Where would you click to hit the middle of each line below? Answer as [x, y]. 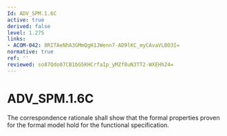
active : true [26, 20]
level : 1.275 [26, 33]
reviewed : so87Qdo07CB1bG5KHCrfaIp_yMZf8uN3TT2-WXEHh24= [90, 65]
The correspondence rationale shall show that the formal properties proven [113, 117]
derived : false [29, 26]
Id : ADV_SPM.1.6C [32, 13]
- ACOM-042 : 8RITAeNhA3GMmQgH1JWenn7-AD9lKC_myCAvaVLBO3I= [94, 45]
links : [17, 39]
